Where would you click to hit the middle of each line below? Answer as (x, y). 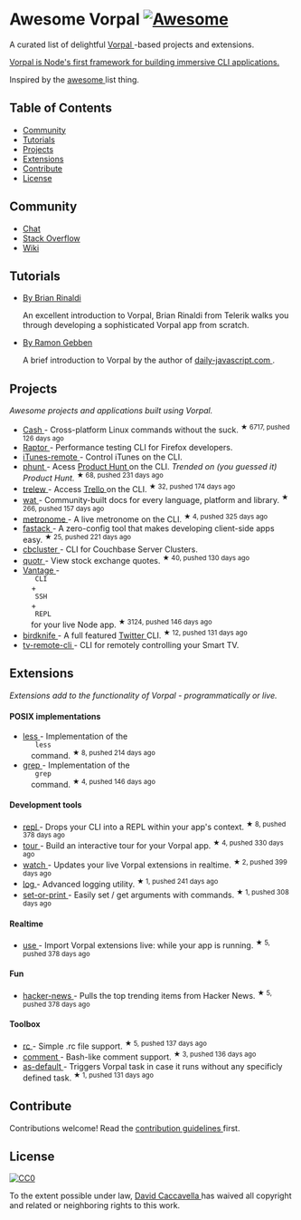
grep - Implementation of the (76, 765)
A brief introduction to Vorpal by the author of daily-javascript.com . (149, 360)
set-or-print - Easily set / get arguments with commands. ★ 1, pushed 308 (155, 894)
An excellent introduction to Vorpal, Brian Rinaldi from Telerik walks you (155, 315)
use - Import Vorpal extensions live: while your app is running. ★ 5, (146, 944)
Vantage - (41, 570)
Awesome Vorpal (75, 19)
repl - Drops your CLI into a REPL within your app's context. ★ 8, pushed (154, 826)
